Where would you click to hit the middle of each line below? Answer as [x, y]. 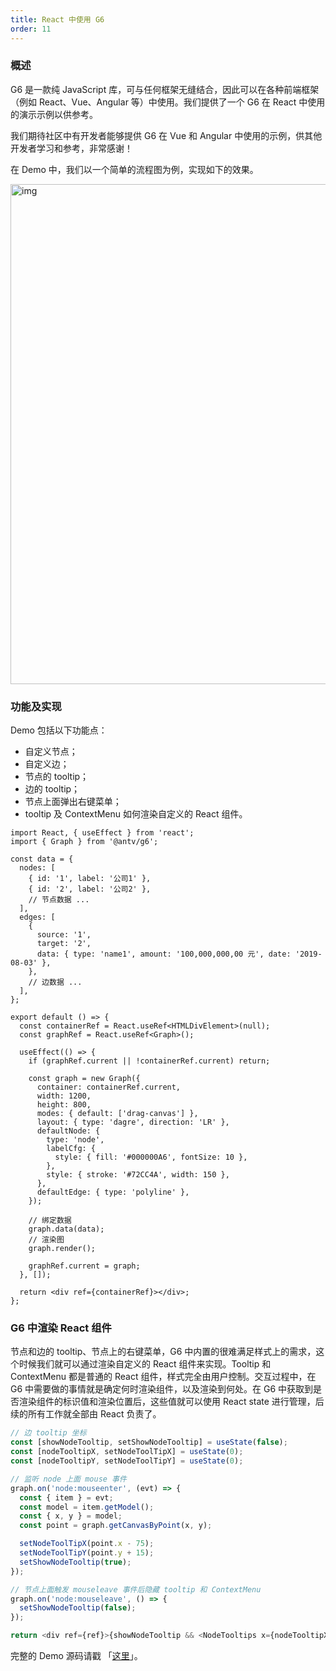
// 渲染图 [46, 1240]
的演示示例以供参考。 [54, 114]
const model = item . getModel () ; [87, 1507]
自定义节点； [51, 752]
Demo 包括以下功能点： [59, 730]
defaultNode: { [68, 1131]
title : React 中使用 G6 [57, 19]
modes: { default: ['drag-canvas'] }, [117, 1114]
